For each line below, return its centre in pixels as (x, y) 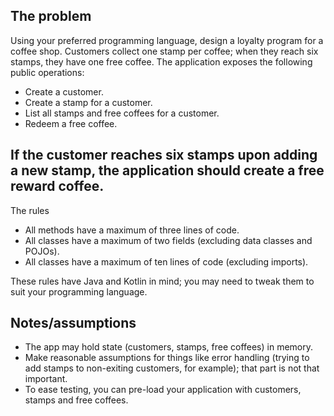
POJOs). (42, 251)
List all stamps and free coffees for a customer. (122, 113)
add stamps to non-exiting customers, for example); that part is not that (172, 368)
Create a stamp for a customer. (88, 102)
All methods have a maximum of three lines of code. (132, 230)
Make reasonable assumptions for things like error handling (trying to (167, 358)
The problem (51, 16)
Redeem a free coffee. (71, 123)
